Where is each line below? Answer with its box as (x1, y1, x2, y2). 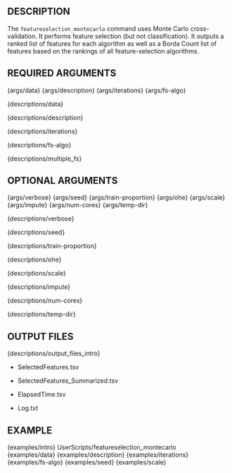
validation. (7, 32, 37, 40)
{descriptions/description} (7, 113, 84, 122)
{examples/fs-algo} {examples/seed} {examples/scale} (7, 458, 167, 467)
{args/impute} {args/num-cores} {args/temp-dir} (7, 201, 148, 209)
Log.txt (17, 404, 39, 412)
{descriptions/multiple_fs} (7, 154, 82, 163)
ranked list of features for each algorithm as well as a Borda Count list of (7, 39, 217, 48)
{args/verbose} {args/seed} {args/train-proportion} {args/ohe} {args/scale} (7, 193, 226, 202)
